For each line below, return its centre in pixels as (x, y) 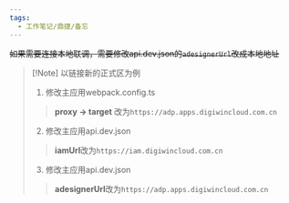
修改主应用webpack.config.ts (100, 92)
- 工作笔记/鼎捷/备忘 (53, 26)
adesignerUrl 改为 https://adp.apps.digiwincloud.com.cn (161, 188)
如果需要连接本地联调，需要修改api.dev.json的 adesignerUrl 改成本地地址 (144, 53)
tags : (20, 18)
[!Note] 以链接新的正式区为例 (86, 73)
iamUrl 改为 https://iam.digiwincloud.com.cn (139, 150)
